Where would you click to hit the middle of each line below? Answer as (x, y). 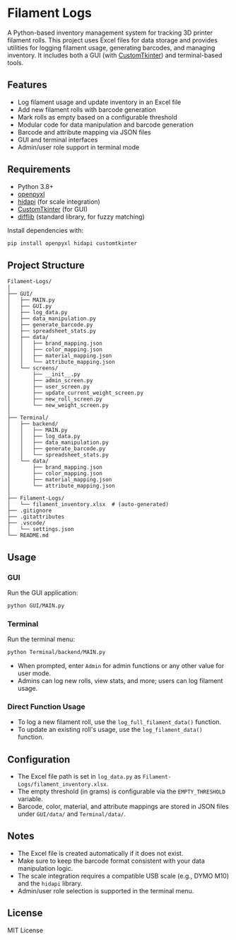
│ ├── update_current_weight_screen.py (75, 393)
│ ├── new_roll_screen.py (55, 399)
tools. (16, 62)
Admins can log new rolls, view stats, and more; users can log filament (120, 680)
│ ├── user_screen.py (49, 387)
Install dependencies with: (46, 230)
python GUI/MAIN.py (36, 606)
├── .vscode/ (26, 523)
